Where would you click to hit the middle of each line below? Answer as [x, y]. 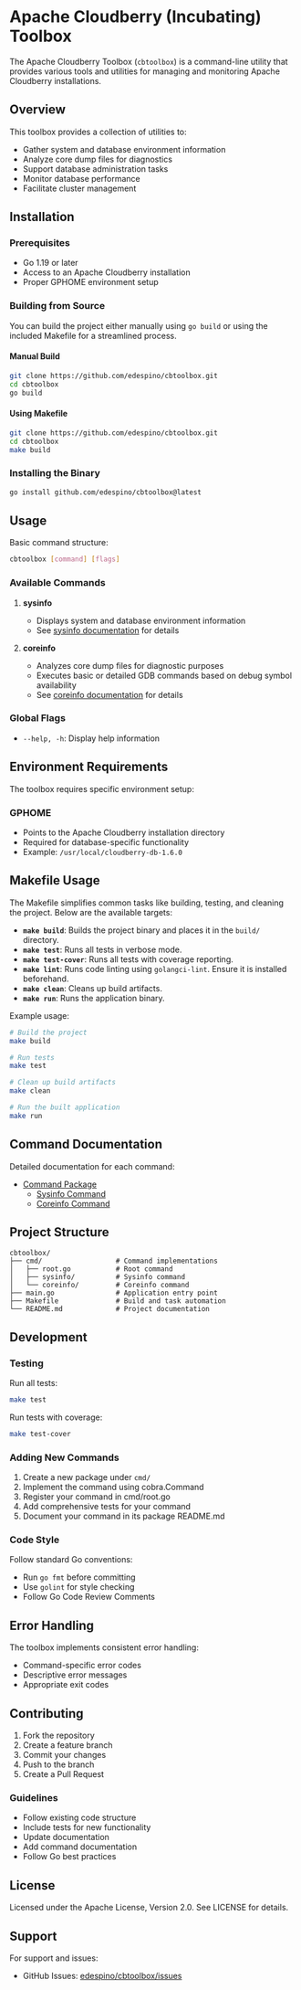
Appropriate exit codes [66, 1685]
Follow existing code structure [79, 1818]
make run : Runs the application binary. [94, 998]
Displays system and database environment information [141, 620]
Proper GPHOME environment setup [90, 282]
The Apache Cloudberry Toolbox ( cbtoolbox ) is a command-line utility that [149, 61]
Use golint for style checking [78, 1587]
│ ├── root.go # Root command [91, 1269]
